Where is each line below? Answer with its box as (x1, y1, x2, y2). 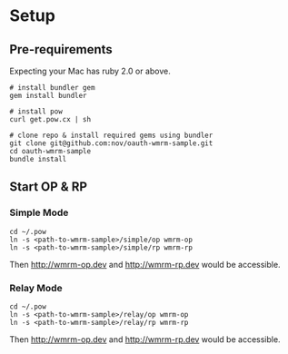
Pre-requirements (9, 42, 114, 57)
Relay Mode (9, 281, 63, 294)
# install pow (9, 107, 64, 116)
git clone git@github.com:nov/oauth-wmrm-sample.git (9, 139, 214, 148)
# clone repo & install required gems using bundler (9, 131, 214, 140)
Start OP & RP (9, 179, 88, 195)
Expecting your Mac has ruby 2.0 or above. (9, 65, 171, 76)
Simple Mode (9, 206, 69, 219)
